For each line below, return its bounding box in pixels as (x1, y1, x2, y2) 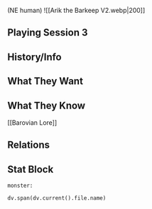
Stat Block (7, 163, 54, 175)
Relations (7, 139, 50, 151)
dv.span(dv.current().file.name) (7, 195, 107, 202)
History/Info (7, 51, 62, 63)
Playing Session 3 (7, 26, 88, 39)
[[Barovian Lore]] (7, 118, 58, 127)
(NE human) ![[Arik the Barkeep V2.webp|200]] (7, 6, 146, 14)
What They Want (7, 75, 84, 88)
